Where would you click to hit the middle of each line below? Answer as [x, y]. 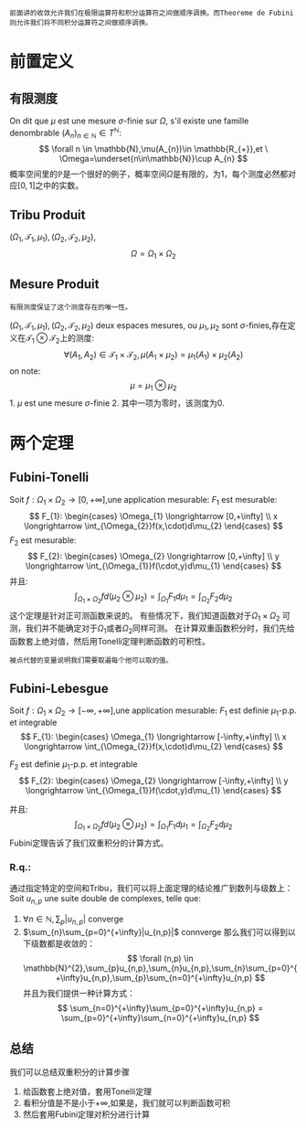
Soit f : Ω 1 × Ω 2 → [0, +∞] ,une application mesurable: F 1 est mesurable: [143, 500]
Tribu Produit [47, 214]
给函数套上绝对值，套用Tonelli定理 [87, 1091]
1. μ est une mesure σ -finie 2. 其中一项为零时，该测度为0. [117, 403]
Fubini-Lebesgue [59, 688]
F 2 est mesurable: [43, 541]
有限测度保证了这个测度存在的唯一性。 [71, 307]
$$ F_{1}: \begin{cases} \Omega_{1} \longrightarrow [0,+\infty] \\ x [153, 516]
